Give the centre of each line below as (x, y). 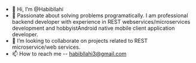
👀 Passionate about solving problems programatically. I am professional (100, 15)
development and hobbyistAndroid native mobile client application (93, 28)
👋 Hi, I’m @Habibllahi (38, 9)
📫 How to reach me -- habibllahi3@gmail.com (69, 54)
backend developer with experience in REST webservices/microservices (101, 22)
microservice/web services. (46, 47)
